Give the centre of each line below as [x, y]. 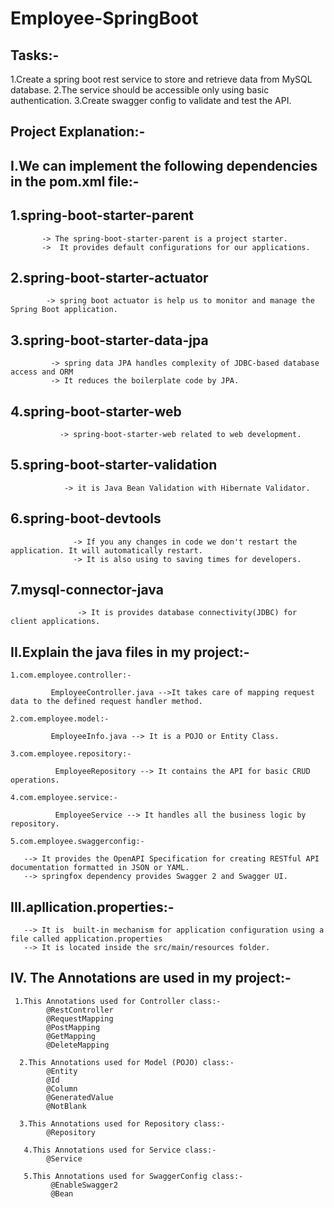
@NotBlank [66, 1106]
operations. [35, 780]
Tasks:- [35, 55]
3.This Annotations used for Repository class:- [122, 1123]
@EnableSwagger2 [84, 1185]
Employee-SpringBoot [104, 18]
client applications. [55, 622]
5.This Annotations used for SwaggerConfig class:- [133, 1176]
